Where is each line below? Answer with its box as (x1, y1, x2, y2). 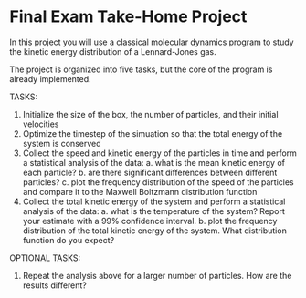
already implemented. (9, 73, 91, 84)
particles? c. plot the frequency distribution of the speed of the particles (22, 176, 294, 188)
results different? (22, 280, 87, 291)
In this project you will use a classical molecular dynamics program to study (9, 36, 294, 47)
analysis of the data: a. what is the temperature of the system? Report (22, 205, 286, 216)
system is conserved (22, 138, 102, 149)
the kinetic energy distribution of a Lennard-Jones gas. (9, 46, 216, 57)
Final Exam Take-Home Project (9, 6, 248, 27)
